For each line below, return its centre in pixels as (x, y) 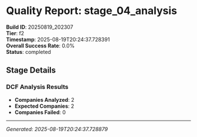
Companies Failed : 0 (40, 112)
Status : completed (29, 52)
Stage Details (31, 71)
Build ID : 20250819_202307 (40, 27)
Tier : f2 (15, 33)
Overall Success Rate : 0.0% (40, 46)
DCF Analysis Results (37, 87)
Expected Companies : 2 (44, 106)
